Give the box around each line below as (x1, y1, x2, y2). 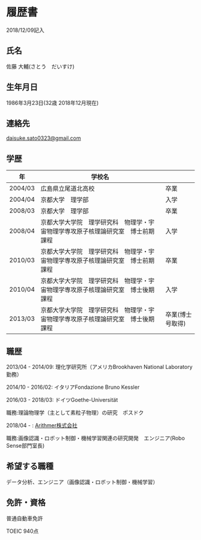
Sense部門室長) (6, 442, 45, 449)
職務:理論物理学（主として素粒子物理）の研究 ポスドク (6, 409, 144, 416)
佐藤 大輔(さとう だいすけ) (6, 62, 75, 70)
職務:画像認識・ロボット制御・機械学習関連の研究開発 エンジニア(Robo (6, 434, 185, 442)
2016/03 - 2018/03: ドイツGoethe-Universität (6, 397, 118, 403)
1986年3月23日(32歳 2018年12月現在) (6, 99, 99, 106)
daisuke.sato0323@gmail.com (6, 134, 81, 142)
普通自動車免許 (6, 514, 43, 522)
